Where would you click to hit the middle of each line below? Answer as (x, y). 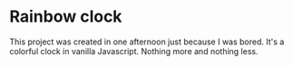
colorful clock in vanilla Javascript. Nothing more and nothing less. (134, 51)
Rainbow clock (66, 17)
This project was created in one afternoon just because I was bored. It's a (147, 42)
